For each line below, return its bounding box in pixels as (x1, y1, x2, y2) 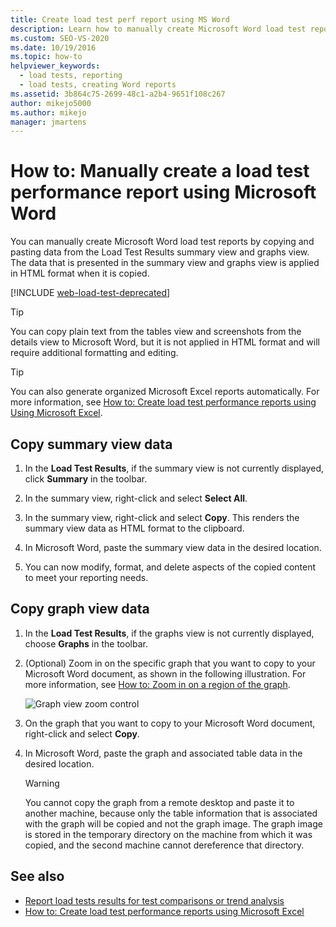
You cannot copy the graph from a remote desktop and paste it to (24, 796, 295, 808)
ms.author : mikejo (10, 107, 87, 118)
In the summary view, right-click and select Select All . (24, 492, 248, 504)
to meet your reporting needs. (24, 572, 149, 583)
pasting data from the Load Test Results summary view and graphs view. (10, 246, 310, 258)
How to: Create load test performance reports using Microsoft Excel (24, 905, 305, 917)
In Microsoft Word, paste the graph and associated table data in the (24, 747, 303, 759)
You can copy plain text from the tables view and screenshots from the (10, 326, 302, 338)
